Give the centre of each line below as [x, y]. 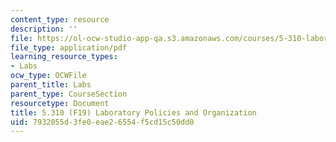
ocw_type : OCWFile [48, 76]
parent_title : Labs [51, 85]
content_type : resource [60, 19]
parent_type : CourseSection [69, 94]
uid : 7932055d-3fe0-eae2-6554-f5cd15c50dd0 [102, 122]
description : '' [44, 29]
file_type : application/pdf [69, 47]
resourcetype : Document [60, 103]
